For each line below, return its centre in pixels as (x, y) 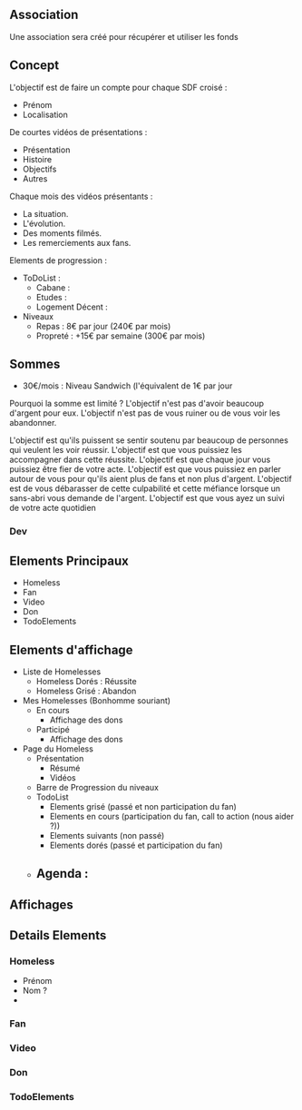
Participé (53, 729)
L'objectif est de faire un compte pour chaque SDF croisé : (118, 87)
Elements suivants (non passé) (107, 835)
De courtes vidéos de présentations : (78, 132)
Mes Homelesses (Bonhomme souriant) (96, 700)
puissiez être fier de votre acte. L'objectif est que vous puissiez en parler (145, 469)
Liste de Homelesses (62, 672)
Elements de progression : (58, 260)
